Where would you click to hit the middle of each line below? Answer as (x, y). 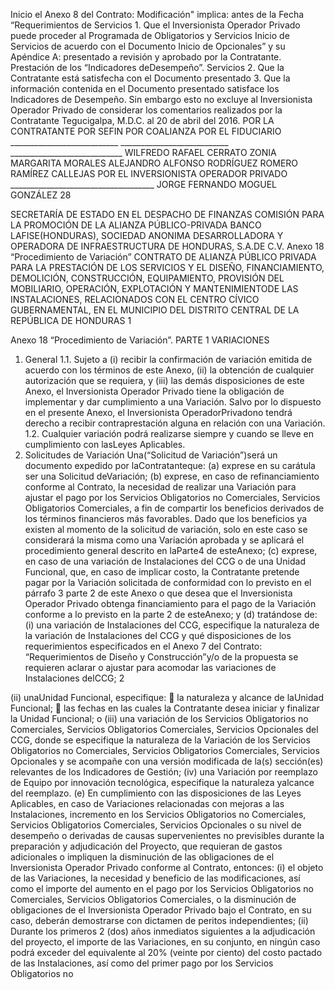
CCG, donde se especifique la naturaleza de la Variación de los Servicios (160, 740)
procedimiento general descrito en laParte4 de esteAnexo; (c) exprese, (171, 550)
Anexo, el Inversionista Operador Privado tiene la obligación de (154, 391)
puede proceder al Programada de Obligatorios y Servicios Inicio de (150, 35)
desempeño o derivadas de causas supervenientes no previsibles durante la (167, 835)
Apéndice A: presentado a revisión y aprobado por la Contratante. (146, 57)
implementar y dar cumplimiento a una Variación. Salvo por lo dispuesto (173, 402)
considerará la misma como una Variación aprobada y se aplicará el (164, 540)
